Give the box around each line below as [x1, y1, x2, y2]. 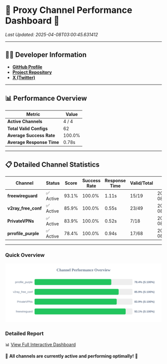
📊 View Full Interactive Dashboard [5, 341, 76, 348]
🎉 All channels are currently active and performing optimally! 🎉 [5, 353, 138, 359]
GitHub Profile [12, 64, 43, 70]
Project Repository [12, 69, 52, 75]
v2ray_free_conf [7, 205, 42, 211]
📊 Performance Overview [5, 94, 87, 103]
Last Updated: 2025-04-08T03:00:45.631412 [5, 31, 98, 37]
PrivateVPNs [7, 218, 34, 224]
